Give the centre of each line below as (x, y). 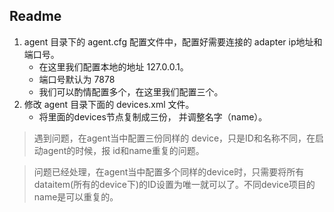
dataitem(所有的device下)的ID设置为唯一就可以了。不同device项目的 (174, 184)
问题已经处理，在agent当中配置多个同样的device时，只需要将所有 (169, 171)
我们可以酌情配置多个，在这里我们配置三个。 (131, 91)
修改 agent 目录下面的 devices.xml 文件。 (109, 104)
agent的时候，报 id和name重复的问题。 (123, 150)
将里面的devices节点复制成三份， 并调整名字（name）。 (153, 116)
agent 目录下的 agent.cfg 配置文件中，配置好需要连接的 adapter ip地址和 (173, 41)
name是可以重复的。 (76, 196)
